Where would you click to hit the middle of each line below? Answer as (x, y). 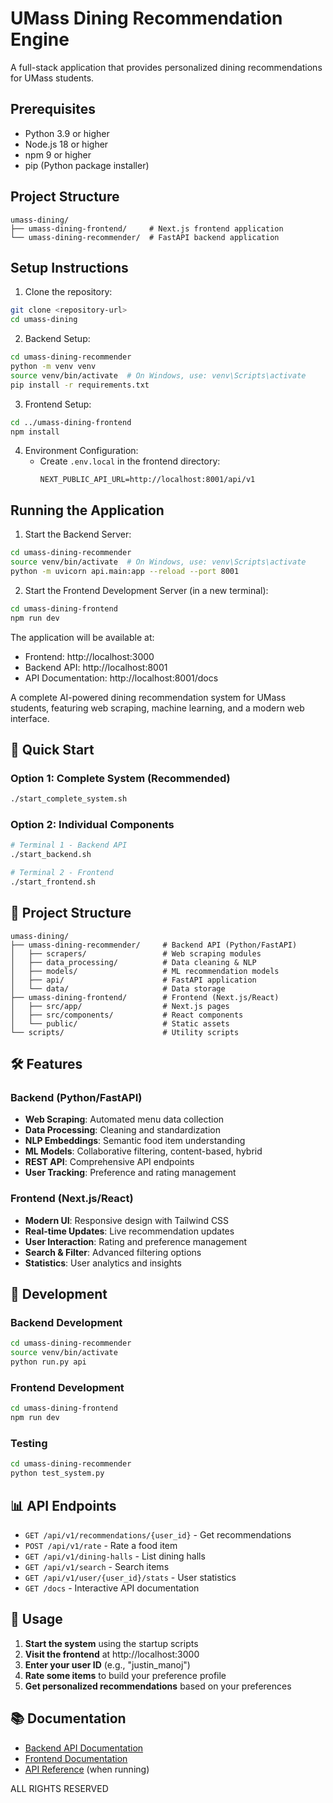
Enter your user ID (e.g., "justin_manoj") (107, 1664)
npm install (35, 432)
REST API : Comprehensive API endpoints (109, 1162)
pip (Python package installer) (87, 165)
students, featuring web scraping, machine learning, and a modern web (157, 708)
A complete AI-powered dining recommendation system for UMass (148, 697)
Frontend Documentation (76, 1758)
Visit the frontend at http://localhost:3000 (112, 1654)
